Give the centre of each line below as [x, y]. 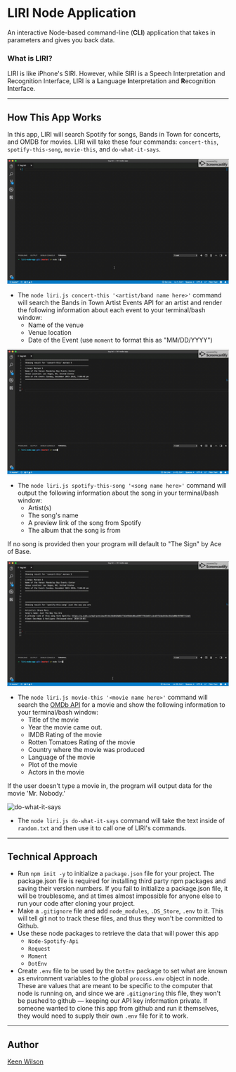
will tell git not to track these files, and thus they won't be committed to [120, 918]
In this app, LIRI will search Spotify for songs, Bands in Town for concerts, [114, 135]
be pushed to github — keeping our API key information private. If [112, 1001]
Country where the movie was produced [86, 749]
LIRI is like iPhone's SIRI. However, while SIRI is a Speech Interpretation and [116, 74]
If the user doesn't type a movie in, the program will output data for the [110, 785]
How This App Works [54, 117]
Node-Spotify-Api [53, 942]
